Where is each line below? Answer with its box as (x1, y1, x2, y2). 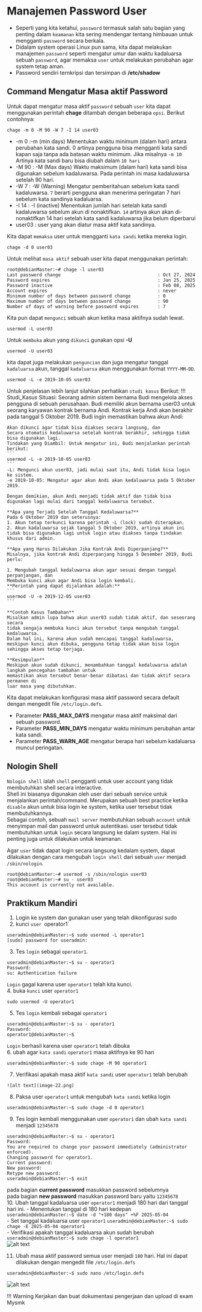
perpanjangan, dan (7, 572, 53, 578)
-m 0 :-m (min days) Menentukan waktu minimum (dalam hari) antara (15, 138, 187, 145)
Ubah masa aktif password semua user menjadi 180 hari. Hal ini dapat (15, 1252, 188, 1260)
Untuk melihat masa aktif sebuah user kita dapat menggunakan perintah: (7, 255, 188, 262)
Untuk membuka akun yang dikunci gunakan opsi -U (7, 336, 133, 343)
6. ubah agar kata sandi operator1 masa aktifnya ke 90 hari (7, 1048, 155, 1056)
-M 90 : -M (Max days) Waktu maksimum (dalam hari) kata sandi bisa (15, 163, 188, 170)
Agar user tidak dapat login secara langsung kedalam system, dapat (7, 846, 176, 854)
